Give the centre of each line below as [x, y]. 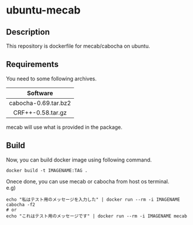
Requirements [32, 64]
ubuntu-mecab [43, 10]
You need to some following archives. [51, 78]
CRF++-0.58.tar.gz [40, 112]
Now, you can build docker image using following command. [79, 160]
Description [28, 32]
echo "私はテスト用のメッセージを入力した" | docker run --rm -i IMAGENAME [93, 199]
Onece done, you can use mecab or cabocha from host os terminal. [88, 181]
